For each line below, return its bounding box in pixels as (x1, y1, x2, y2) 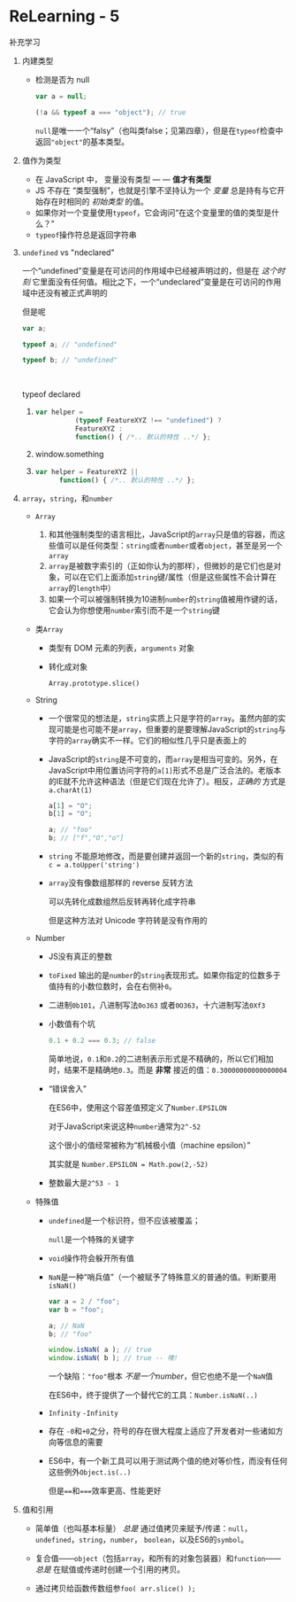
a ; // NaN (48, 1321, 85, 1330)
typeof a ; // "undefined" (21, 339, 118, 349)
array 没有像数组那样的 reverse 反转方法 (48, 877, 194, 888)
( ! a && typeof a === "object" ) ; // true (34, 108, 186, 117)
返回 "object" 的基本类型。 (34, 136, 130, 147)
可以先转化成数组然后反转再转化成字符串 (48, 897, 196, 907)
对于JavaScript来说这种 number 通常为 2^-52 (48, 1121, 201, 1132)
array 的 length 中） (48, 582, 117, 593)
